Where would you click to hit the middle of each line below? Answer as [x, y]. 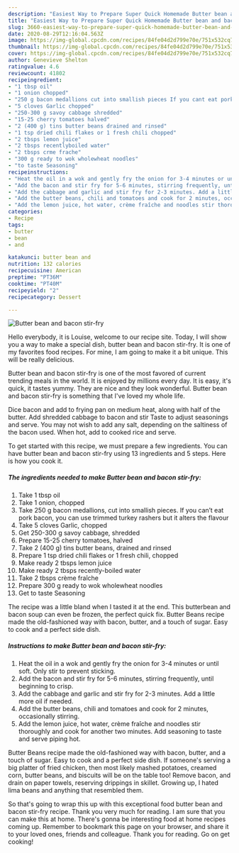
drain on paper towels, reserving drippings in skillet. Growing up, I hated [113, 783]
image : [18, 40]
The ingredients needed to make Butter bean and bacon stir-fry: [105, 477]
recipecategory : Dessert [45, 297]
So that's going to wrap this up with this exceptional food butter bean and [115, 804]
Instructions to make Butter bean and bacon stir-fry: [87, 645]
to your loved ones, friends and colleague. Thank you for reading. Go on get [119, 835]
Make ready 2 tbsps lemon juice [65, 563]
